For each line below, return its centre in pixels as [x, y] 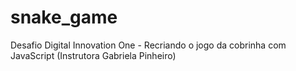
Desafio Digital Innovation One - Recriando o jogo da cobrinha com [148, 45]
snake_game [64, 17]
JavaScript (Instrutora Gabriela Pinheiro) [93, 55]
